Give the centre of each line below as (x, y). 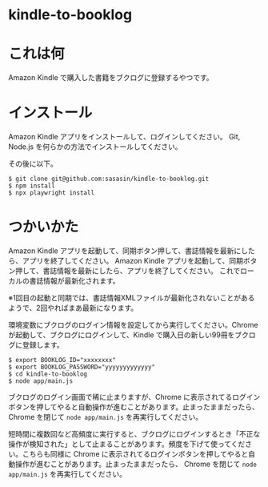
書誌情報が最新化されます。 (74, 281)
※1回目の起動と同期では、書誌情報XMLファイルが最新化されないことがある (132, 298)
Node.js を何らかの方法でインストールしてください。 (95, 147)
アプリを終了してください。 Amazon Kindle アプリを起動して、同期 (133, 261)
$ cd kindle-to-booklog (48, 374)
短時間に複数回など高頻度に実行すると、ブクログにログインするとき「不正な (134, 434)
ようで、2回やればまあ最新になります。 (73, 308)
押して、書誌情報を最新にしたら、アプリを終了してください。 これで (128, 271)
